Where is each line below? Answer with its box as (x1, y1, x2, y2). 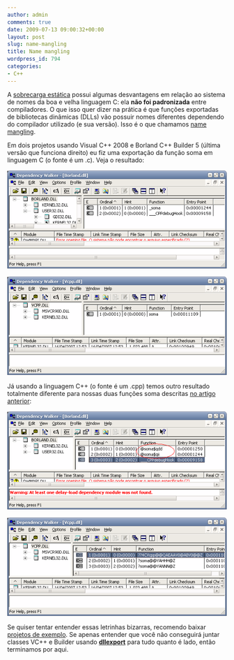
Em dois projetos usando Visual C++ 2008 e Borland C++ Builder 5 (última (7, 140, 221, 149)
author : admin (7, 11, 49, 18)
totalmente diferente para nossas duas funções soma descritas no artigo (7, 389, 216, 397)
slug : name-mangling (7, 41, 68, 48)
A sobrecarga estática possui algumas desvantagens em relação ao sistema (7, 90, 226, 98)
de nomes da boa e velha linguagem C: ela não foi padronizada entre (7, 98, 207, 106)
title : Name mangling (7, 48, 70, 55)
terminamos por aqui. (7, 645, 69, 653)
